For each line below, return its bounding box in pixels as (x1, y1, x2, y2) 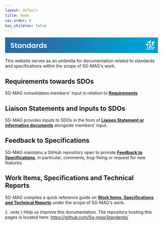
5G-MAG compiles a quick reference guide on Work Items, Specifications (5, 194, 154, 200)
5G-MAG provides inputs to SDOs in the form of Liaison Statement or (5, 117, 145, 123)
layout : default (5, 8, 38, 13)
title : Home (5, 13, 29, 18)
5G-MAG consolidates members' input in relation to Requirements (5, 90, 138, 96)
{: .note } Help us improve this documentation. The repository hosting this (5, 209, 152, 215)
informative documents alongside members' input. (5, 122, 108, 129)
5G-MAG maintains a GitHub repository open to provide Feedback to (5, 149, 143, 155)
